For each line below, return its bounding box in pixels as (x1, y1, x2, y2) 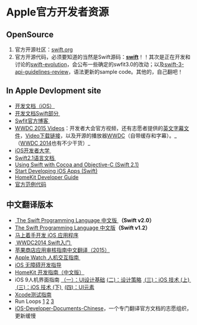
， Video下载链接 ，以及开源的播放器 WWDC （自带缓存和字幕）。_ (20, 132, 177, 139)
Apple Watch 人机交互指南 (14, 254, 79, 261)
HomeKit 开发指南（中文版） (14, 269, 85, 276)
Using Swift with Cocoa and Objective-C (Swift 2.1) (14, 161, 139, 168)
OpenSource (6, 29, 54, 39)
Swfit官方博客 (14, 117, 49, 124)
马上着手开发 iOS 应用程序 (14, 231, 79, 238)
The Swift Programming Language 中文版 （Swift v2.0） (16, 216, 155, 223)
